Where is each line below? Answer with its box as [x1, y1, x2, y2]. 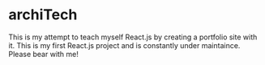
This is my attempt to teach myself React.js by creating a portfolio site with [8, 32, 258, 42]
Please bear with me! [8, 49, 79, 59]
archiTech [8, 6, 78, 24]
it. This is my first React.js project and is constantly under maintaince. [8, 40, 241, 50]
